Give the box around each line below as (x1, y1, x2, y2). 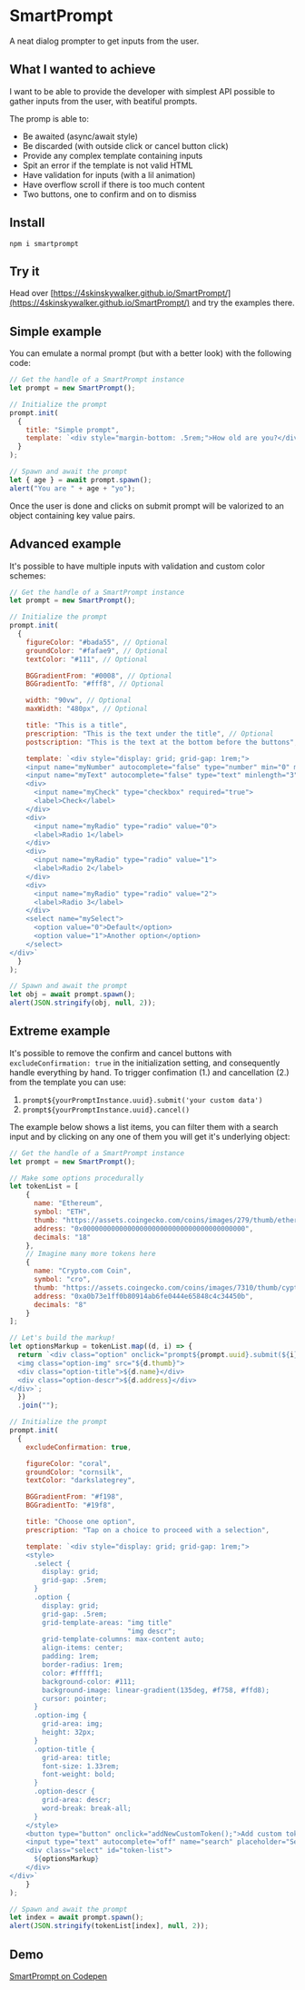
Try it (9, 263, 40, 279)
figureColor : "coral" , (25, 1459, 112, 1468)
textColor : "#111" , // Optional (25, 655, 148, 664)
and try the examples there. (192, 297, 295, 309)
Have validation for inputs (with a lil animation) (22, 169, 196, 180)
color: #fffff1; (42, 1668, 103, 1678)
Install (9, 215, 45, 231)
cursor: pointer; (42, 1694, 107, 1703)
